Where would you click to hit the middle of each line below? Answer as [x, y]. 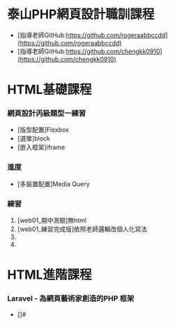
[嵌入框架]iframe [41, 147]
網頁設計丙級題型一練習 [46, 113]
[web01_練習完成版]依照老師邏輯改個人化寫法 [82, 229]
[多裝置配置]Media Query [54, 184]
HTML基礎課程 [50, 90]
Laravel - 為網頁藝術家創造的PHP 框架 [71, 298]
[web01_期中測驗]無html [52, 221]
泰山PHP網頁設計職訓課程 [81, 14]
